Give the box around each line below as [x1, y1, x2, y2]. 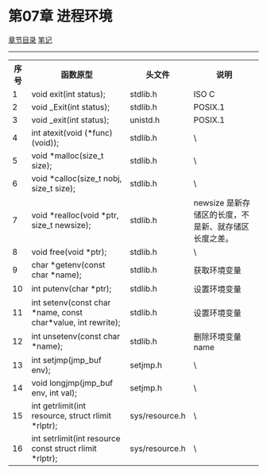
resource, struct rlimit [31, 410, 112, 421]
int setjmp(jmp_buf [31, 354, 102, 365]
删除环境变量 [193, 331, 242, 342]
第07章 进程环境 [8, 7, 113, 25]
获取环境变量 [193, 264, 242, 276]
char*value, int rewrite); [31, 317, 121, 328]
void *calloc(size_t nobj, [31, 172, 122, 183]
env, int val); [31, 387, 77, 398]
